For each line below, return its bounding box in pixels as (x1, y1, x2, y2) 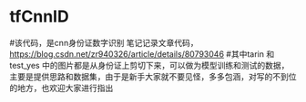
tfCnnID (9, 6, 70, 27)
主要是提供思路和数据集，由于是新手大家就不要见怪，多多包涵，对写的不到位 (9, 70, 297, 82)
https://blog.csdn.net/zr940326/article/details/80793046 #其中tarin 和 (9, 48, 275, 60)
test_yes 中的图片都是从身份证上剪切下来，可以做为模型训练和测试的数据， (9, 60, 290, 70)
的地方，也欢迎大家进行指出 (9, 82, 114, 93)
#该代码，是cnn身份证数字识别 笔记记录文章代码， (9, 37, 199, 48)
